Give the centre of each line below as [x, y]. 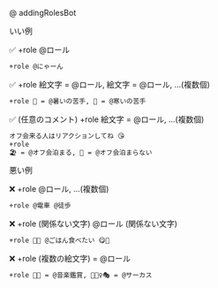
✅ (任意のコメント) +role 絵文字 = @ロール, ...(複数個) [107, 119]
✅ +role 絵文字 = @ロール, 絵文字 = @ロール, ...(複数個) [109, 84]
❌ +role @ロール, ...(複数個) [59, 189]
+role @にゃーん [36, 66]
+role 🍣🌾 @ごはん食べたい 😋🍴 [60, 241]
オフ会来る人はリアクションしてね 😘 [67, 136]
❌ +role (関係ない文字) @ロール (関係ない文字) [94, 224]
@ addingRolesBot [43, 13]
